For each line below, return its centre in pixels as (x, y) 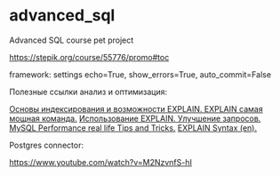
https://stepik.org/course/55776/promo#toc (89, 57)
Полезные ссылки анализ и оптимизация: (88, 92)
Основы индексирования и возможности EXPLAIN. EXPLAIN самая (136, 108)
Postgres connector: (47, 145)
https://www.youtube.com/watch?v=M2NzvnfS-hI (101, 162)
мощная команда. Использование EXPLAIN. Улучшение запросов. (135, 118)
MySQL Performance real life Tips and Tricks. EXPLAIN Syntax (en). (133, 128)
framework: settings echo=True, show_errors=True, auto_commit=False (140, 74)
